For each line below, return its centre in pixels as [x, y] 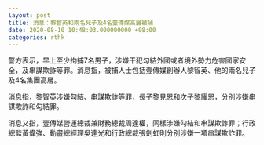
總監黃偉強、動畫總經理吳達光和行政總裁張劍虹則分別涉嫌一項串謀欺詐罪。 [128, 133]
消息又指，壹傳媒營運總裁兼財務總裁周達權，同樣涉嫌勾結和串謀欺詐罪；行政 [132, 123]
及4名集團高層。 [35, 80]
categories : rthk [37, 37]
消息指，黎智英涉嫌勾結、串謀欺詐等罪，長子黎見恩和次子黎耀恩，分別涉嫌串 [132, 97]
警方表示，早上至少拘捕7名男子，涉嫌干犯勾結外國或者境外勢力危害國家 [124, 60]
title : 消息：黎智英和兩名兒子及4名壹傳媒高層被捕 [81, 23]
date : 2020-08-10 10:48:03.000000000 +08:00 [82, 30]
